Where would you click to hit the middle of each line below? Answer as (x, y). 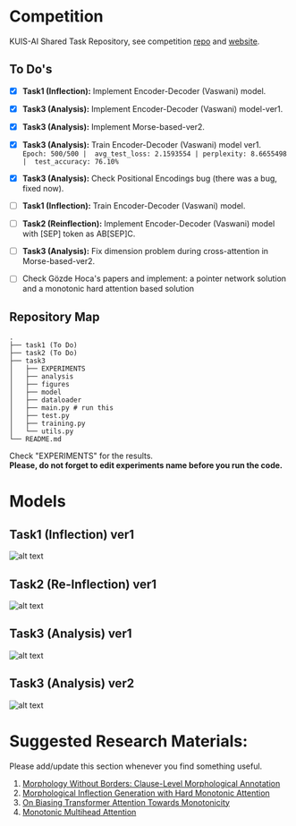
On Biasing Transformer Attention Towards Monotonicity (126, 802)
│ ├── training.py (48, 424)
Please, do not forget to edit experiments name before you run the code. (146, 465)
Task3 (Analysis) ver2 (72, 683)
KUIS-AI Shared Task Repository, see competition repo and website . (135, 41)
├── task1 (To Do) (43, 345)
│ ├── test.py (39, 416)
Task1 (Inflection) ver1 (72, 534)
